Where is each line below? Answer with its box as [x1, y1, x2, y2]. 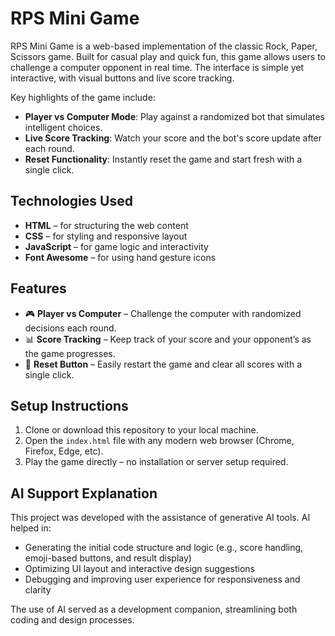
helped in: [10, 522, 52, 534]
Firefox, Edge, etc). [24, 445, 104, 457]
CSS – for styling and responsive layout [24, 230, 188, 242]
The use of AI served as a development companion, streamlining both [10, 603, 298, 616]
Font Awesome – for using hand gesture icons [24, 251, 217, 263]
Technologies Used [10, 193, 133, 210]
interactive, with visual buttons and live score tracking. [10, 72, 235, 84]
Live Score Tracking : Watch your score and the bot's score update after [24, 132, 323, 144]
